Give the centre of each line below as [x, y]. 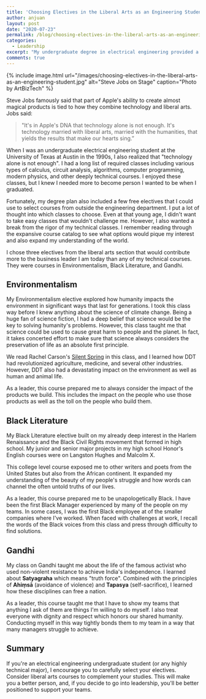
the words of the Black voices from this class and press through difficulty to [102, 525]
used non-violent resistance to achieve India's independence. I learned [96, 572]
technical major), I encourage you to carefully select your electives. [91, 670]
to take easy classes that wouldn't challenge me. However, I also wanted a [100, 221]
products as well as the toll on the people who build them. [79, 401]
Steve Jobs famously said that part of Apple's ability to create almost [93, 100]
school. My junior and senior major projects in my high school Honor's [95, 448]
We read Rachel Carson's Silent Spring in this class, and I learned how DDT [101, 357]
